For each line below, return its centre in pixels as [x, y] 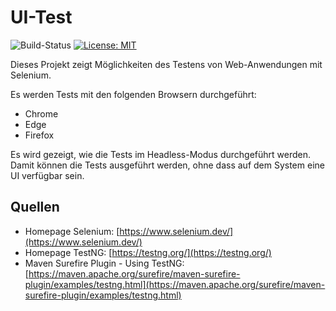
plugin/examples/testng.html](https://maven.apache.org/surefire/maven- [175, 284]
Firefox [39, 135]
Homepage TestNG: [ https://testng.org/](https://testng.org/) [148, 252]
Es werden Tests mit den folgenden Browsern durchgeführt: [133, 94]
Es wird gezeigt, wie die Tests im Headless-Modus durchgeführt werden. [160, 154]
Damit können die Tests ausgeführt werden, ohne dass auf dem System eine [167, 165]
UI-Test [41, 17]
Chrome [41, 113]
